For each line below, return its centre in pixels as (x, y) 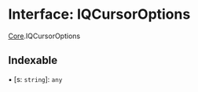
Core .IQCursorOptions (44, 36)
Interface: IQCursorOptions (99, 14)
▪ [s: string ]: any (35, 79)
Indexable (33, 60)
